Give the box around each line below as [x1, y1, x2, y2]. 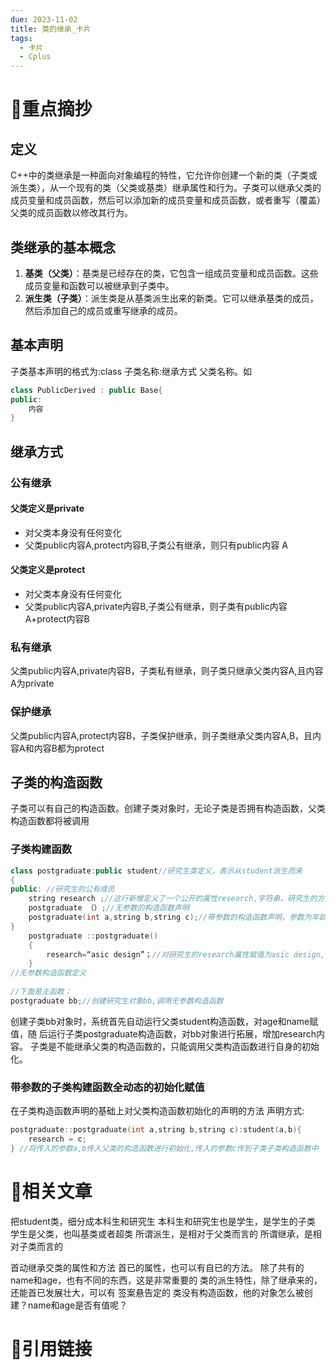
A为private [10, 677, 55, 690]
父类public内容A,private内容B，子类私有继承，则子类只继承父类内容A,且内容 [10, 665, 324, 677]
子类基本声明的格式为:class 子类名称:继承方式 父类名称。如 [10, 365, 252, 377]
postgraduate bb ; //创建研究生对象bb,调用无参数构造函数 [10, 996, 224, 1006]
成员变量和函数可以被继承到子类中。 [24, 279, 175, 291]
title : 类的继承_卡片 [10, 24, 92, 34]
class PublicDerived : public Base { [10, 385, 163, 395]
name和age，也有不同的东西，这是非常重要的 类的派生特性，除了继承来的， [10, 1274, 323, 1286]
